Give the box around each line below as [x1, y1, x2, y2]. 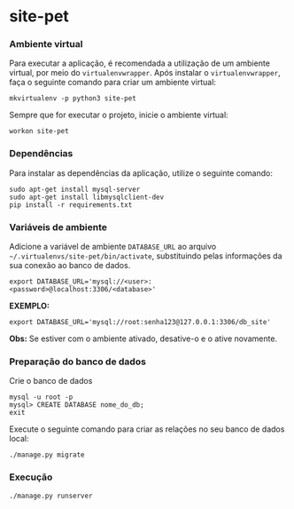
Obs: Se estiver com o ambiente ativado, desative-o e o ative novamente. [9, 333, 277, 344]
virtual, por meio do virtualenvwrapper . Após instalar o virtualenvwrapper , [9, 68, 281, 78]
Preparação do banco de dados [9, 355, 146, 368]
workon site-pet [9, 127, 69, 136]
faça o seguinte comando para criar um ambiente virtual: [9, 77, 217, 88]
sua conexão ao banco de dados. [9, 260, 131, 271]
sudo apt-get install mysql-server [9, 185, 141, 194]
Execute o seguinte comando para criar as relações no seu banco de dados [9, 424, 285, 434]
